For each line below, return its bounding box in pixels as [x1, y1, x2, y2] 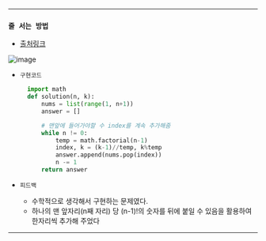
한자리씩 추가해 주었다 [31, 216, 101, 225]
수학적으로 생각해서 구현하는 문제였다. [31, 196, 149, 205]
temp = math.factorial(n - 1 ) [55, 136, 148, 145]
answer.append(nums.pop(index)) [55, 151, 162, 159]
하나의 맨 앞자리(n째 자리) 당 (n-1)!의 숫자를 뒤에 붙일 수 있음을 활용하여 [31, 206, 252, 216]
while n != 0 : [40, 129, 88, 137]
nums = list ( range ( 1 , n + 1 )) [40, 100, 134, 108]
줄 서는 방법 [8, 21, 49, 30]
